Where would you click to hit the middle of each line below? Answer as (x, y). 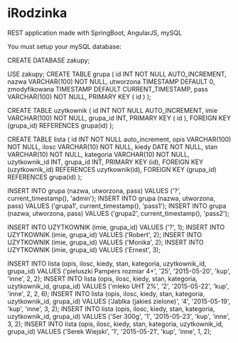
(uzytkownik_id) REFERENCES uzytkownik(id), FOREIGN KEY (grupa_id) (112, 169)
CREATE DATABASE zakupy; (49, 60)
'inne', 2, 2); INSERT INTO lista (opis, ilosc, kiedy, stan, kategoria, (102, 278)
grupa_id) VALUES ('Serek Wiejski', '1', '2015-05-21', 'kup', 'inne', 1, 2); (109, 331)
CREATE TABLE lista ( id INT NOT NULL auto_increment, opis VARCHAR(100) (119, 139)
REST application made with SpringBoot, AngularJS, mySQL (95, 33)
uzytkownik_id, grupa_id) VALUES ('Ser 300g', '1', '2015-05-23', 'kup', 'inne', (119, 316)
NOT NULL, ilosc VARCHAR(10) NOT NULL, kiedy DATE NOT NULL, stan (113, 146)
